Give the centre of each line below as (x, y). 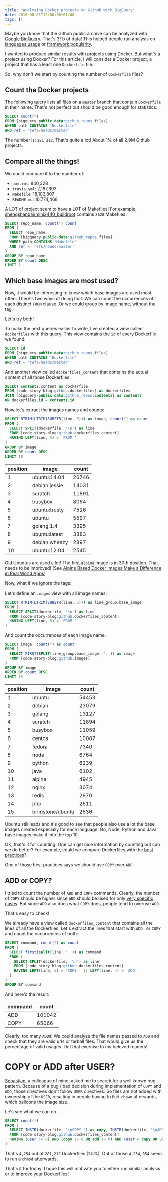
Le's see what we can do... (33, 1111)
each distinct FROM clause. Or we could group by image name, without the (80, 304)
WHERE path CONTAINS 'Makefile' (43, 242)
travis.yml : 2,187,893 (34, 188)
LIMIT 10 (14, 457)
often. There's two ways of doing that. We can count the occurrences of (79, 299)
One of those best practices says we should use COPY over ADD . (69, 865)
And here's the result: (27, 994)
